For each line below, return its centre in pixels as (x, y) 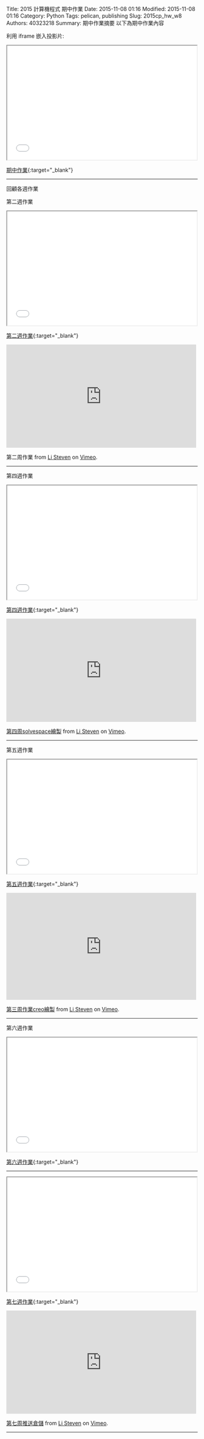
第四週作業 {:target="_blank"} (42, 610)
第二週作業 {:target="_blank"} (42, 336)
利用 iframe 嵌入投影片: (36, 36)
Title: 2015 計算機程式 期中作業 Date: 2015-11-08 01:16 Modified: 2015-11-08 (101, 9)
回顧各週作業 (22, 189)
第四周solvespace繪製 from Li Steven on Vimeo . (66, 731)
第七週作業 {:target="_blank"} (42, 1302)
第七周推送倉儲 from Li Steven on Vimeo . (57, 1423)
